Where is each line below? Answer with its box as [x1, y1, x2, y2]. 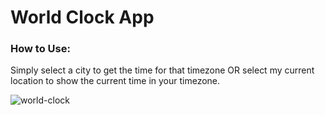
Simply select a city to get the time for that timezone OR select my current [10, 64, 315, 76]
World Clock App [10, 6, 155, 29]
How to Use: [10, 42, 71, 56]
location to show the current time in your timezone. [10, 75, 221, 87]
